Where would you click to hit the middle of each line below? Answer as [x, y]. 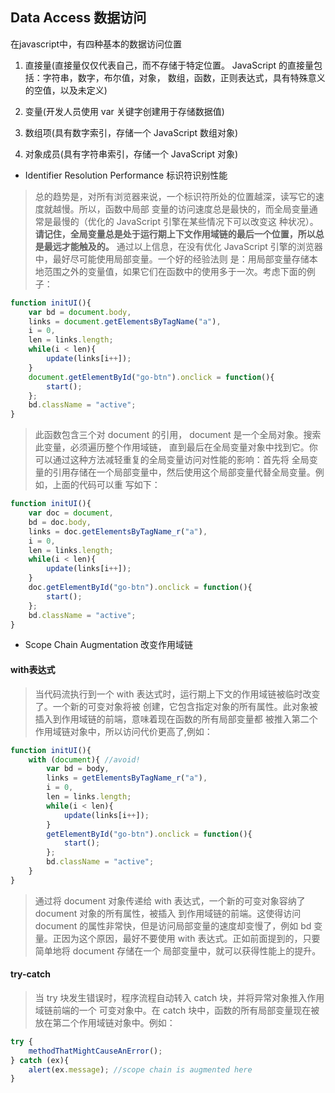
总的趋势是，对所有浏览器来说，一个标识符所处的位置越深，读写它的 [175, 196]
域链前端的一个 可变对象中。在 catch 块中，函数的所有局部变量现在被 [177, 1010]
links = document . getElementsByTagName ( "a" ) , [125, 321]
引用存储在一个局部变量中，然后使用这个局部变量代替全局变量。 [184, 472]
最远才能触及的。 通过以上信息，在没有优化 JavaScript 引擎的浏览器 [183, 246]
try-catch [30, 974]
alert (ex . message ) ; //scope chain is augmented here [140, 1069]
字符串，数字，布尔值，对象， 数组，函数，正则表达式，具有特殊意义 [184, 77]
